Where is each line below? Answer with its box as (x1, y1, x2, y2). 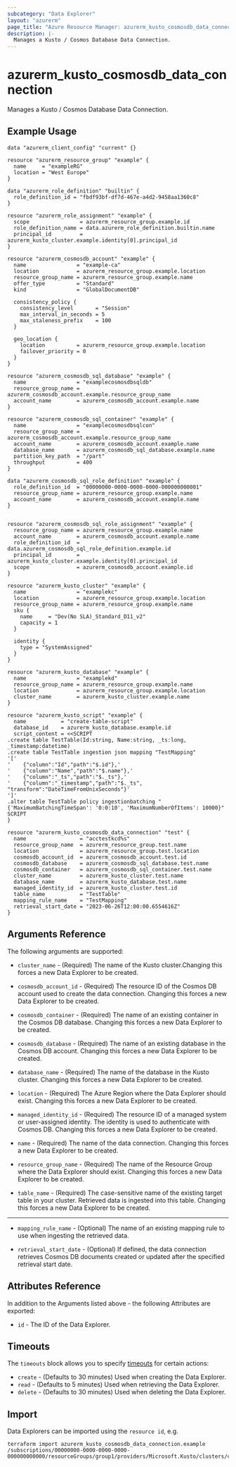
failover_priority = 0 (20, 348, 86, 355)
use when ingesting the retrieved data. (17, 1231, 129, 1239)
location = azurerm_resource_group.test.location (13, 847, 199, 854)
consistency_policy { (13, 298, 77, 305)
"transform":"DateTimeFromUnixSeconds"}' (7, 785, 131, 793)
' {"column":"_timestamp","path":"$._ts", (7, 780, 143, 787)
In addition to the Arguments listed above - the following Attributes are (7, 1299, 211, 1308)
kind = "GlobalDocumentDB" (13, 286, 140, 293)
